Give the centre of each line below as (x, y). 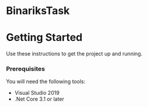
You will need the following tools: (46, 82)
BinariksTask (38, 11)
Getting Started (44, 38)
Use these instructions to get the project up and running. (74, 54)
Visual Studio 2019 (37, 93)
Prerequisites (25, 69)
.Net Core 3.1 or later (39, 99)
